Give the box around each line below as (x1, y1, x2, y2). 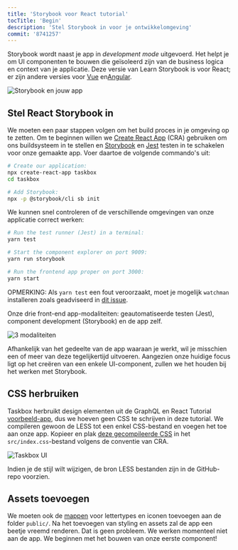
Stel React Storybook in (7, 107, 114, 119)
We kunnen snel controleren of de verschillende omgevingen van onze (7, 208, 215, 217)
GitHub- (196, 465, 220, 473)
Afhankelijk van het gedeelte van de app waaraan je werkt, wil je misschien (7, 344, 227, 353)
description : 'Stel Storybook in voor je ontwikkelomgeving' (7, 24, 193, 31)
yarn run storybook (7, 256, 65, 263)
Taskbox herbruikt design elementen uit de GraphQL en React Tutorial (7, 407, 212, 415)
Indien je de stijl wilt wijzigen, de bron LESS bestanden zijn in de (7, 465, 195, 473)
